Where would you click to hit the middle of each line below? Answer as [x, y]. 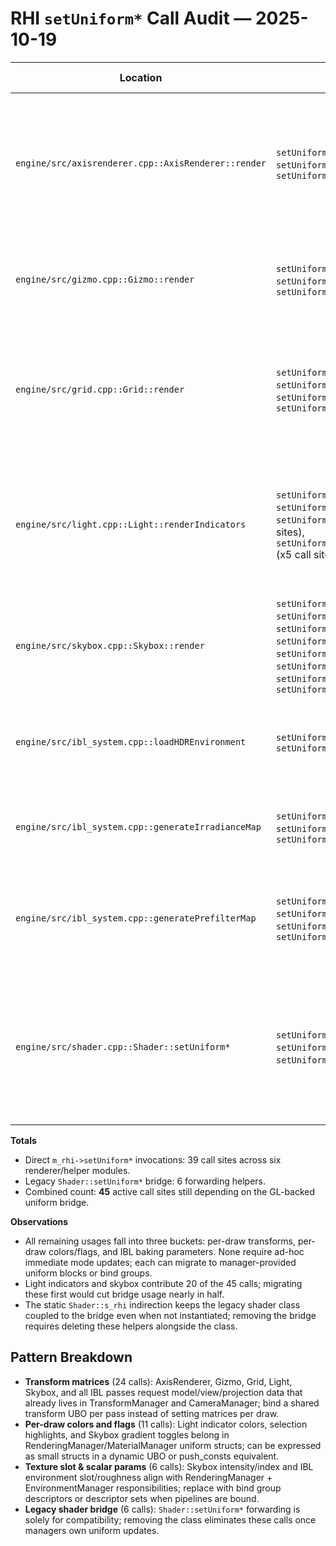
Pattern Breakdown [71, 1357]
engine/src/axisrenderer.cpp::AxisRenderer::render [141, 163]
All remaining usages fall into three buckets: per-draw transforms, [160, 1241]
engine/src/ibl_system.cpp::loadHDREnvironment [131, 741]
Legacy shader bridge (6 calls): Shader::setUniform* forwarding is [162, 1509]
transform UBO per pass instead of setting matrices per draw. [152, 1413]
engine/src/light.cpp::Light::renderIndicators [131, 524]
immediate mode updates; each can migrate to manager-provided [160, 1262]
